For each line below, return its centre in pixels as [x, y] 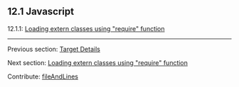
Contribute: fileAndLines [43, 76]
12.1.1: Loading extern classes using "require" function [86, 28]
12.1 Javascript [41, 12]
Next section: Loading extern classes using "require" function [98, 62]
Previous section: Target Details [54, 49]
